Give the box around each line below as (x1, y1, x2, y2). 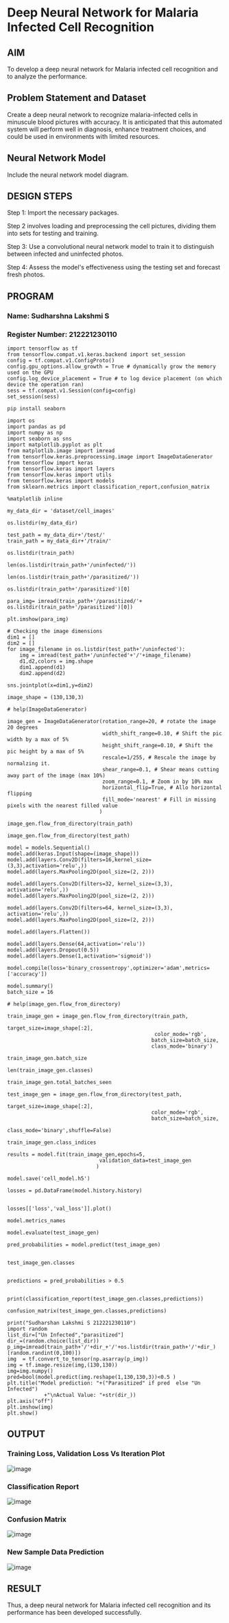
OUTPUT (7, 1428, 46, 1440)
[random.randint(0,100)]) (7, 1349, 81, 1357)
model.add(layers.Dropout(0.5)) (7, 947, 99, 953)
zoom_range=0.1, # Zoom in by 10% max (101, 778, 213, 785)
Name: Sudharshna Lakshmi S (7, 311, 110, 320)
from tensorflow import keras (7, 459, 94, 467)
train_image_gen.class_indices (7, 1139, 97, 1146)
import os (7, 417, 36, 424)
